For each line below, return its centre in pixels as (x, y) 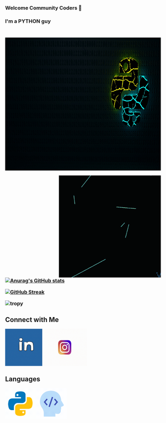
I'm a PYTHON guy (28, 21)
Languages (23, 379)
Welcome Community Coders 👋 (44, 8)
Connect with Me (32, 319)
